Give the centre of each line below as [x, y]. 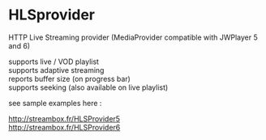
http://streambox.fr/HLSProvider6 [64, 127]
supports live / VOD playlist [54, 62]
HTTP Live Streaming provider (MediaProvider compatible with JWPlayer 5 [133, 37]
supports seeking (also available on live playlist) [88, 87]
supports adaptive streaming [56, 70]
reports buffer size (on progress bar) [70, 78]
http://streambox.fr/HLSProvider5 [64, 118]
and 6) [19, 45]
